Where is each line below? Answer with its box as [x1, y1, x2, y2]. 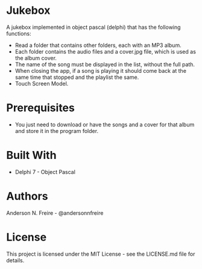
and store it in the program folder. [14, 127, 98, 134]
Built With [6, 149, 57, 162]
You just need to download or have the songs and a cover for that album [14, 121, 195, 128]
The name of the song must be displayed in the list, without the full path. [14, 61, 195, 68]
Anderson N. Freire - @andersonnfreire [6, 209, 104, 217]
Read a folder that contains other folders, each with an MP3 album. [14, 42, 182, 49]
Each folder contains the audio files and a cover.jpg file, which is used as [14, 48, 196, 55]
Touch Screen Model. [14, 79, 69, 87]
